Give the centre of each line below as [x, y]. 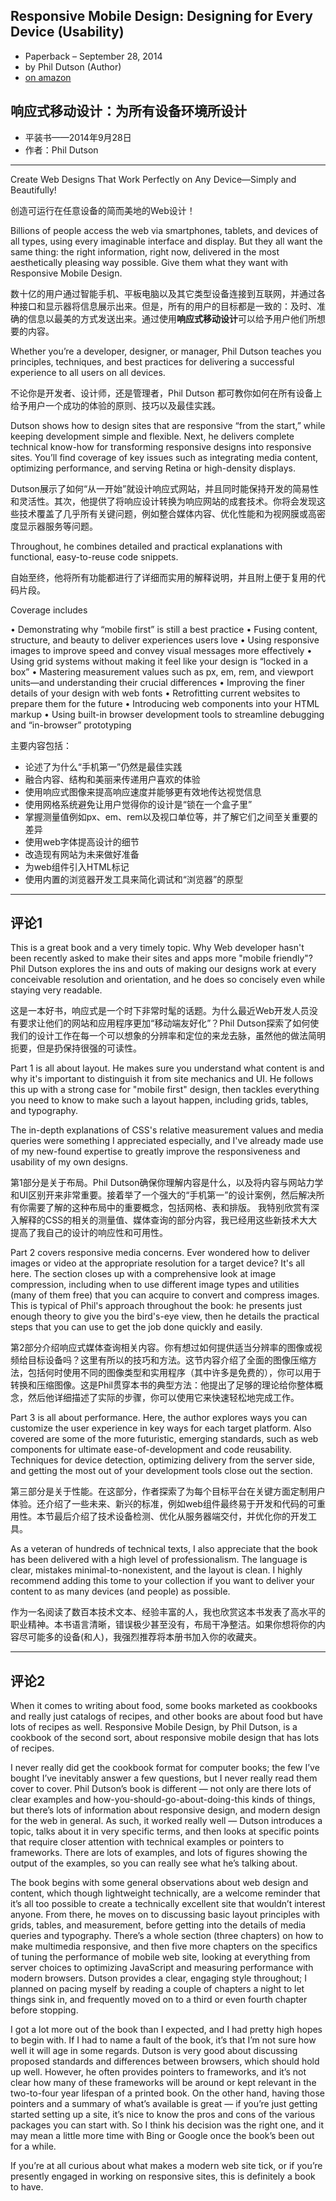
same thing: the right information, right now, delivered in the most [145, 251]
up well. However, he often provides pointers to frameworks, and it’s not [158, 2072]
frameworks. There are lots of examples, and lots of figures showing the [159, 1853]
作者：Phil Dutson [61, 150]
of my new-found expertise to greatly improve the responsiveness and [155, 1151]
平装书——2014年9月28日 [78, 137]
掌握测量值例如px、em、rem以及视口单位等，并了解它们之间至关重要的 [171, 816]
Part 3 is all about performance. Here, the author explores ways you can [159, 1418]
